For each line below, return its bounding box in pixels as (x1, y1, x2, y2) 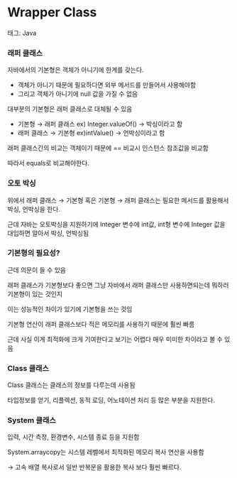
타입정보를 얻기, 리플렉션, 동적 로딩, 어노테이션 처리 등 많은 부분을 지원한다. (7, 396, 215, 405)
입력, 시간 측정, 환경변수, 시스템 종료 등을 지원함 (7, 433, 140, 441)
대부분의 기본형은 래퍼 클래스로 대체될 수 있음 (7, 104, 133, 114)
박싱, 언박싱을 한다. (7, 205, 60, 213)
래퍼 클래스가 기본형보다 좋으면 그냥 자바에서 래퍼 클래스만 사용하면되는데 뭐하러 (7, 281, 229, 289)
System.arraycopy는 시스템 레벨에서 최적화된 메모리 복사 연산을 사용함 (7, 448, 204, 457)
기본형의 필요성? (7, 248, 60, 258)
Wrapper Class (7, 4, 97, 21)
